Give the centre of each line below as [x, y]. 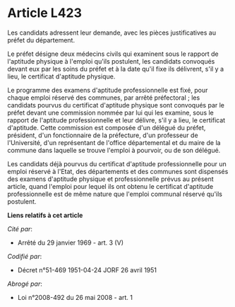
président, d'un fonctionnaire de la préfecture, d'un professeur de [103, 135]
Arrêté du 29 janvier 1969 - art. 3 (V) [70, 243]
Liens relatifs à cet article [45, 215]
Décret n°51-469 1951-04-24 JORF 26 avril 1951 [87, 270]
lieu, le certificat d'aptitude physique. [61, 76]
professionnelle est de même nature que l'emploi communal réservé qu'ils [115, 194]
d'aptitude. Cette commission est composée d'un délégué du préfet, [107, 127]
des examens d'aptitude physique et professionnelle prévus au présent [110, 179]
